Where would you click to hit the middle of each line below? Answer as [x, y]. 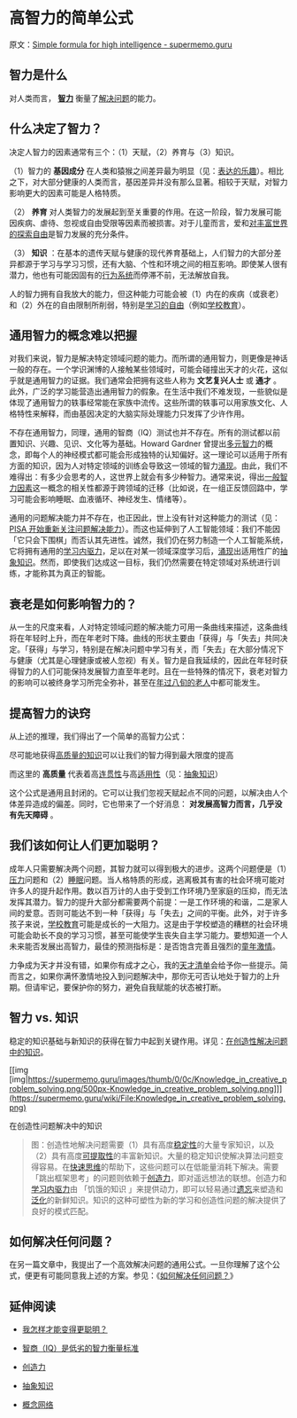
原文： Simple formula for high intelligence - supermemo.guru [121, 44]
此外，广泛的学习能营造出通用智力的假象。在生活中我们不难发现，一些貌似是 [148, 392]
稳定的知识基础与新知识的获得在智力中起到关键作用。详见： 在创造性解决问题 [148, 1041]
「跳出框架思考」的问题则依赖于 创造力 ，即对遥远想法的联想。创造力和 [159, 1178]
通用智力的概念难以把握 [73, 335]
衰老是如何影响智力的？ [73, 604]
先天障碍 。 [37, 815]
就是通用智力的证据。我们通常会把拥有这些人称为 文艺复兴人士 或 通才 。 [148, 380]
